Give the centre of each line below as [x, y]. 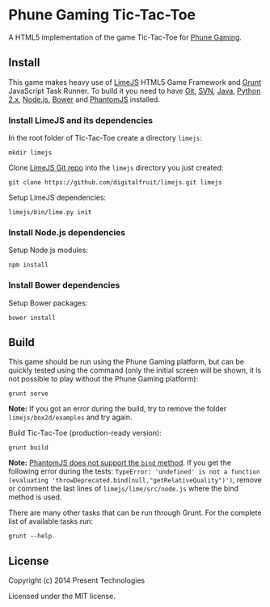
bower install [32, 318]
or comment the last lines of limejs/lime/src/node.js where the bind [124, 489]
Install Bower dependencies [64, 285]
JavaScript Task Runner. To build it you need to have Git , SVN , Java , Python [135, 91]
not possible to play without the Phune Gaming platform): [103, 379]
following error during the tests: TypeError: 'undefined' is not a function [134, 471]
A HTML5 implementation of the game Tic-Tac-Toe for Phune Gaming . [125, 37]
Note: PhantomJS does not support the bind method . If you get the [120, 463]
